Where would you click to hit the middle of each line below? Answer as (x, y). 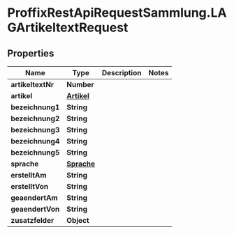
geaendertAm (34, 198)
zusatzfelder (32, 220)
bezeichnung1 (35, 107)
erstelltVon (30, 186)
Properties (31, 53)
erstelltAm (29, 175)
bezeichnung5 (35, 153)
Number (80, 85)
